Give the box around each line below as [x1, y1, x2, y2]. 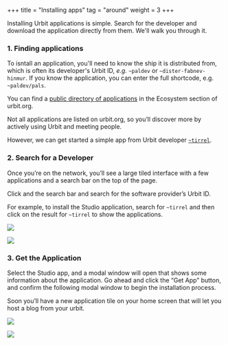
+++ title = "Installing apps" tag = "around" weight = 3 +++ [7, 6, 174, 14]
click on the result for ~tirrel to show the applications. [7, 210, 163, 218]
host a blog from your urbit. [7, 304, 84, 312]
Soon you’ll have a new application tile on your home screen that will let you [7, 296, 222, 305]
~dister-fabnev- [159, 68, 206, 75]
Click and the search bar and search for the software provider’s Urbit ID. [7, 189, 212, 198]
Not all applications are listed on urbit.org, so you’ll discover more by [7, 115, 201, 123]
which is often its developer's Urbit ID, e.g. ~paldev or [7, 67, 158, 75]
